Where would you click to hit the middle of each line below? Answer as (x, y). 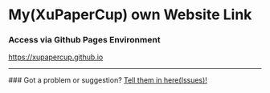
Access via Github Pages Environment (84, 40)
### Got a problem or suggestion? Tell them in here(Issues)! (108, 80)
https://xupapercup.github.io (56, 57)
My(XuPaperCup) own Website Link (130, 15)
